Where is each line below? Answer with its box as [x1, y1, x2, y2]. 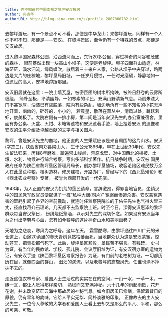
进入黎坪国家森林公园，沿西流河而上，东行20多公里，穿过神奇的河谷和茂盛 [5, 54, 160, 60]
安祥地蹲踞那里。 [35, 79, 71, 85]
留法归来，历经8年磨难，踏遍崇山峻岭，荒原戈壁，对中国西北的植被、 [9, 150, 152, 156]
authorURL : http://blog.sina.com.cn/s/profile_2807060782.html [5, 16, 140, 21]
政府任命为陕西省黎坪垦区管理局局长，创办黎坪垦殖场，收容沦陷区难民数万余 [5, 163, 163, 169]
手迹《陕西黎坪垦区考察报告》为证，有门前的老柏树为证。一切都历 [26, 253, 163, 259]
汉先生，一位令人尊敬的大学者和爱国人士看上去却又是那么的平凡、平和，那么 [5, 301, 163, 307]
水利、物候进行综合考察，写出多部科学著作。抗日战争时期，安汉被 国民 [13, 156, 160, 162]
